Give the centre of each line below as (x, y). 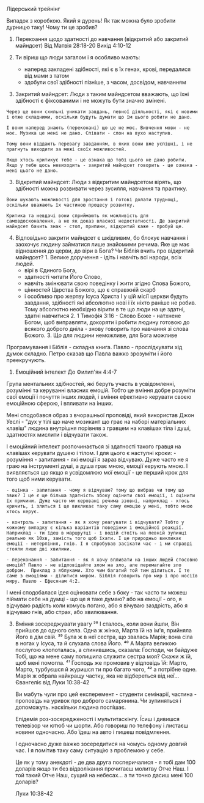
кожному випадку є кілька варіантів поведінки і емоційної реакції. (95, 528)
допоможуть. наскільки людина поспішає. (71, 707)
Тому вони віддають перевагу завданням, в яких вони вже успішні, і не (99, 144)
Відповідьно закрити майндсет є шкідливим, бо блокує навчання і (102, 238)
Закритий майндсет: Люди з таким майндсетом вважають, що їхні (102, 94)
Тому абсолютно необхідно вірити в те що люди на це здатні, (104, 309)
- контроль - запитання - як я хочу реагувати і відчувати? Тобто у (95, 522)
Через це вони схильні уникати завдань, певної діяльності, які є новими (102, 112)
